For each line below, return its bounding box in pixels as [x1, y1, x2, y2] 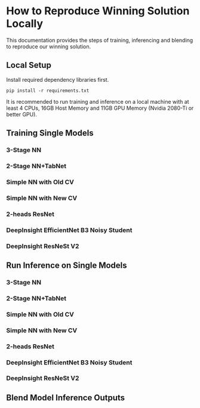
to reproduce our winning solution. [6, 43, 91, 50]
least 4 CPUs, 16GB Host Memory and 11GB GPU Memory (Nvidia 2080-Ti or [6, 104, 194, 112]
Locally [6, 17, 44, 30]
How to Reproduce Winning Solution [6, 4, 190, 18]
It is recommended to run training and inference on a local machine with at [6, 98, 189, 105]
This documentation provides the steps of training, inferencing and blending [6, 36, 193, 44]
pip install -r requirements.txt [6, 88, 90, 94]
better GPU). [6, 110, 38, 118]
